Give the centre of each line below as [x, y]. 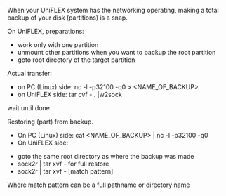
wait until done [29, 108]
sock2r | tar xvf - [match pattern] [65, 171]
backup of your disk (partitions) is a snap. [67, 18]
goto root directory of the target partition [76, 60]
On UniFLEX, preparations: [46, 31]
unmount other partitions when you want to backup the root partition [117, 52]
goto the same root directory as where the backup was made [106, 156]
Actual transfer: [30, 73]
